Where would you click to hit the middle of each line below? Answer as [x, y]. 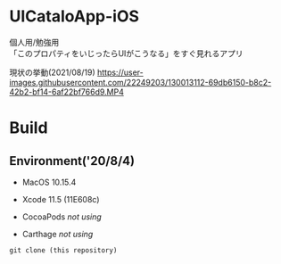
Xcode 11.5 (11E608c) [61, 199]
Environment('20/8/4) [72, 161]
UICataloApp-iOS [74, 16]
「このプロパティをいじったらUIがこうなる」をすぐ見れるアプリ [126, 53]
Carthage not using [58, 234]
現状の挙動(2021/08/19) [52, 72]
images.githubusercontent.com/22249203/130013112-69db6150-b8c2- [140, 82]
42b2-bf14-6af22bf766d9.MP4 [67, 92]
